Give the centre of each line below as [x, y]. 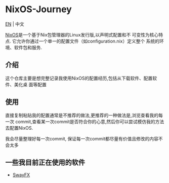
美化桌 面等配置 [30, 84]
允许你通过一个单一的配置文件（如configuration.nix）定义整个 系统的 [88, 41]
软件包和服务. [28, 47]
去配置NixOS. [19, 128]
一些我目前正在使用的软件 [45, 162]
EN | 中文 [15, 24]
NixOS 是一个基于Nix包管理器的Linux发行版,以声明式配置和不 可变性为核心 [82, 34]
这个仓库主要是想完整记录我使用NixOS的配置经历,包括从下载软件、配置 [79, 78]
